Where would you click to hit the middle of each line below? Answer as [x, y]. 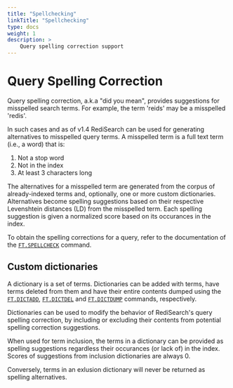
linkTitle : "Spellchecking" [48, 20]
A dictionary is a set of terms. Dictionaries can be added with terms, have [113, 284]
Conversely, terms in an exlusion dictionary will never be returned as [106, 369]
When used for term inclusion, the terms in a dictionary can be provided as [115, 341]
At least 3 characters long [55, 172]
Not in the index [40, 165]
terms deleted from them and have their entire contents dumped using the [114, 291]
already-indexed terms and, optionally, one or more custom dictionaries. [112, 193]
